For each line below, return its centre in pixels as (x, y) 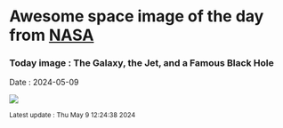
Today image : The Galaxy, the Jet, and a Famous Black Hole (141, 63)
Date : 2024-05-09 (44, 83)
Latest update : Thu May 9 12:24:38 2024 (73, 116)
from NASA (52, 35)
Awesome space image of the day (137, 16)
